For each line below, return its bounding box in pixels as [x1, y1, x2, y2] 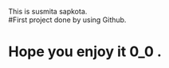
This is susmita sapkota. [8, 7, 88, 16]
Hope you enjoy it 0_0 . [8, 43, 162, 61]
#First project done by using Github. [8, 15, 127, 25]
